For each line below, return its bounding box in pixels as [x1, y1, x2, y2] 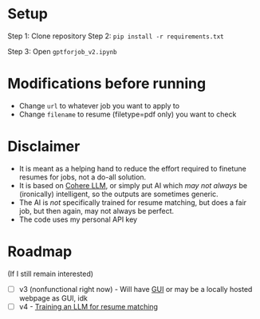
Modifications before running [7, 75, 207, 93]
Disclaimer [7, 137, 81, 156]
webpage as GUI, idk [18, 293, 89, 303]
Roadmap [7, 242, 73, 260]
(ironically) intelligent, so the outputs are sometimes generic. [18, 189, 219, 199]
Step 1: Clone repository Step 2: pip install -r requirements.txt [7, 31, 224, 41]
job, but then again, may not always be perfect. [18, 206, 175, 215]
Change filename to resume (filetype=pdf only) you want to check [18, 109, 237, 119]
